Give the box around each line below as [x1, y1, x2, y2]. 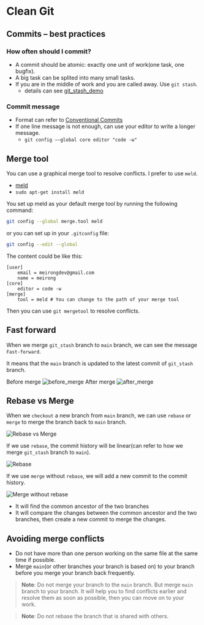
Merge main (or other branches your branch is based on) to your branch [15, 562, 195, 570]
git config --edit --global [6, 241, 78, 248]
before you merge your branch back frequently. [15, 569, 136, 577]
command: [6, 206, 34, 214]
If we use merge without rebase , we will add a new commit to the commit [6, 472, 188, 480]
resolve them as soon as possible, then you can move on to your [21, 594, 184, 602]
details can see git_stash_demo [24, 87, 104, 94]
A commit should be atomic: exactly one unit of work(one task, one [15, 61, 185, 68]
